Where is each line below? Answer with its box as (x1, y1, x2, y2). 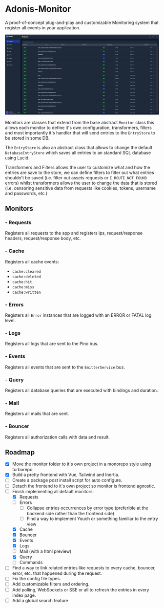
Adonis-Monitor (5, 3, 71, 15)
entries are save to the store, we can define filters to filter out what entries (5, 170, 155, 175)
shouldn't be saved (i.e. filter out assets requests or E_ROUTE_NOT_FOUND (5, 174, 147, 180)
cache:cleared (12, 269, 41, 274)
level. (5, 318, 16, 324)
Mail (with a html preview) (19, 548, 72, 554)
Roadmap (5, 448, 35, 456)
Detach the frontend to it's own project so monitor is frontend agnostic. (12, 483, 155, 489)
